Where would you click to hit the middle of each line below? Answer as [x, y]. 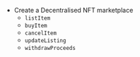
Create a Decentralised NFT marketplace [74, 10]
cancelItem [41, 33]
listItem [37, 18]
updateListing [45, 41]
